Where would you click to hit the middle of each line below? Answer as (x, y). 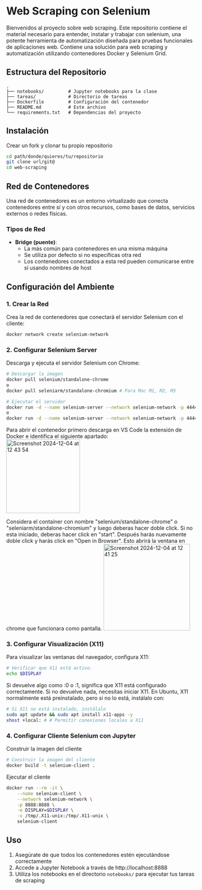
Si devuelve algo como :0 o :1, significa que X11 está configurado (86, 685)
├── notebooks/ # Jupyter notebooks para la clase (82, 91)
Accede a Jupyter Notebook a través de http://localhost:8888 (91, 867)
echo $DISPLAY (24, 674)
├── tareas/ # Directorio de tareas (67, 97)
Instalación (28, 131)
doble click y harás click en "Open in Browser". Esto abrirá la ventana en (96, 541)
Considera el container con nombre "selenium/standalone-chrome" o (92, 522)
